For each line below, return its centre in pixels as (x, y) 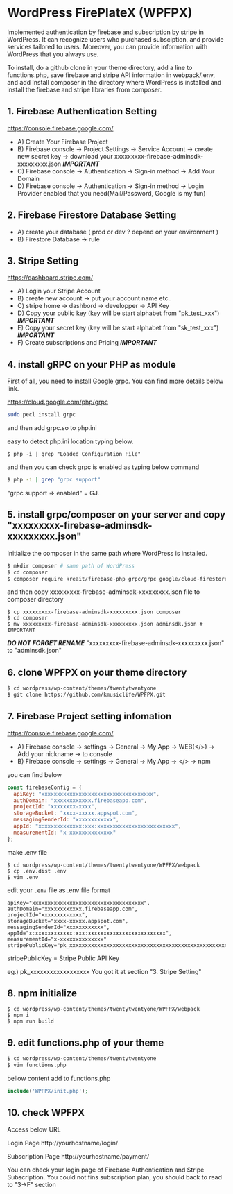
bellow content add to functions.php (59, 1078)
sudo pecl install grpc (42, 415)
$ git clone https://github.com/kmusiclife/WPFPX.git (87, 695)
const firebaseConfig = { (44, 787)
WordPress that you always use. (53, 54)
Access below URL (34, 1129)
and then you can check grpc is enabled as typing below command (103, 467)
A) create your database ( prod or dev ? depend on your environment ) (118, 232)
